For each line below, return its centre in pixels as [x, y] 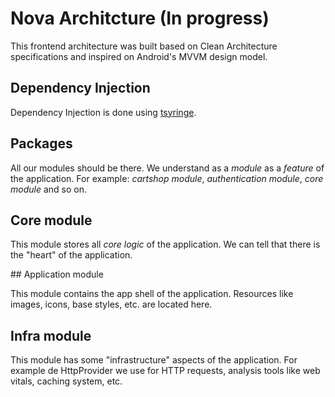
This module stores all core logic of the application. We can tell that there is [165, 244]
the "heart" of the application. [71, 255]
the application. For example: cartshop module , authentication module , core [167, 178]
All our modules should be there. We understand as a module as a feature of [167, 168]
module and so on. [48, 189]
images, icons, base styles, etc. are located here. [111, 304]
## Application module [57, 274]
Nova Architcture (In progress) [140, 18]
